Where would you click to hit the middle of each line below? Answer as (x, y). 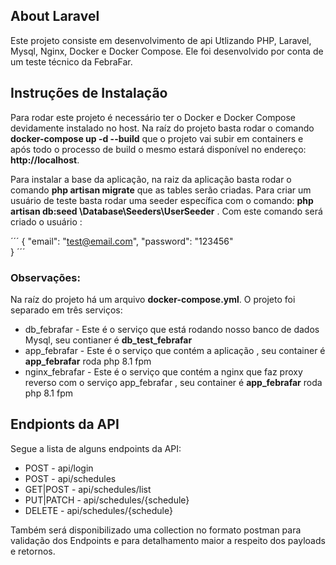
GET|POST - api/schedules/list (88, 489)
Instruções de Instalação (89, 93)
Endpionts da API (65, 424)
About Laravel (55, 16)
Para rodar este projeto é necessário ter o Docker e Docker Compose (153, 117)
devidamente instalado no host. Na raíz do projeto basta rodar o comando (162, 128)
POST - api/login (59, 468)
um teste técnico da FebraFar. (71, 61)
